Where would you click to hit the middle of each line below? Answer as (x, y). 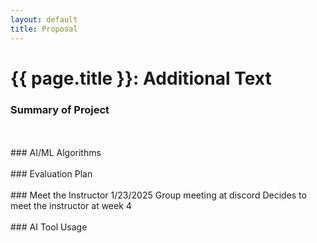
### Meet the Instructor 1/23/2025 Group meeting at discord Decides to (158, 195)
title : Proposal (44, 29)
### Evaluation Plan (51, 173)
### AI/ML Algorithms (56, 152)
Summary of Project (60, 109)
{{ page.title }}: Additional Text (141, 78)
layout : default (44, 19)
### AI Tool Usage (49, 227)
